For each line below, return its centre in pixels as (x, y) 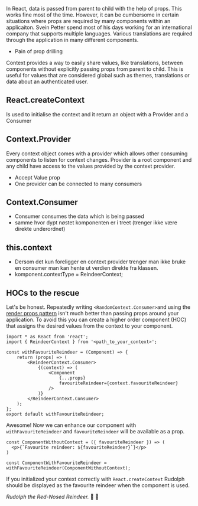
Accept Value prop (37, 177)
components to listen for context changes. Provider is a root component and (99, 159)
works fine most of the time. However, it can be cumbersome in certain (92, 15)
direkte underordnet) (40, 229)
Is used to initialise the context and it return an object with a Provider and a (97, 114)
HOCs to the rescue (43, 293)
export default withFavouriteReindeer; (55, 414)
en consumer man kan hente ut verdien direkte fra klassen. (86, 268)
